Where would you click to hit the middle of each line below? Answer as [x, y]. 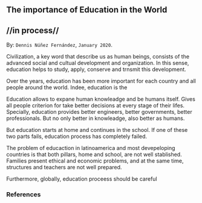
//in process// [33, 30]
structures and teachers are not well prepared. [64, 167]
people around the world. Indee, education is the [67, 87]
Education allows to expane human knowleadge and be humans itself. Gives [101, 99]
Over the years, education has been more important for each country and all [101, 81]
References [24, 195]
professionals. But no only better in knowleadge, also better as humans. [96, 118]
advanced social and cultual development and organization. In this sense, [98, 63]
